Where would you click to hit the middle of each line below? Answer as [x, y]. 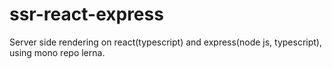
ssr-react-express [86, 14]
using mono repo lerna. [57, 52]
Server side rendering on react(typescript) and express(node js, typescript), [165, 42]
